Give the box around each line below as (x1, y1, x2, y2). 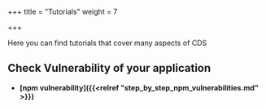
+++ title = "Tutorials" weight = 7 (7, 7, 118, 16)
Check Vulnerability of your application (7, 61, 211, 75)
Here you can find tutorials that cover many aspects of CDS (7, 38, 207, 48)
